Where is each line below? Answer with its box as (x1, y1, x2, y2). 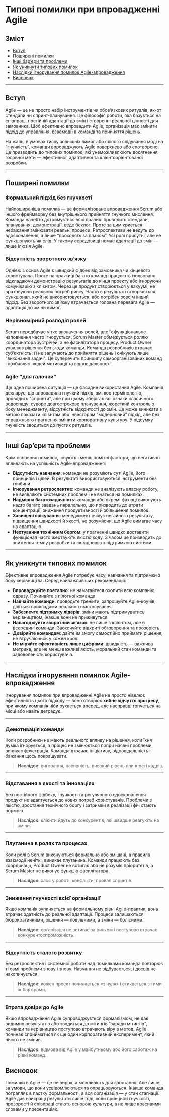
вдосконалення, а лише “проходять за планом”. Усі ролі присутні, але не (5, 232, 162, 238)
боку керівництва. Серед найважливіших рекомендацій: (5, 578, 127, 584)
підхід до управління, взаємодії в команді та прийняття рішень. (5, 128, 142, 135)
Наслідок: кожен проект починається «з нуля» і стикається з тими (17, 981, 162, 987)
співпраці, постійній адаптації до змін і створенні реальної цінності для (5, 117, 158, 124)
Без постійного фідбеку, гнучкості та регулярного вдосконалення (5, 792, 146, 798)
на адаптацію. (12, 523, 43, 530)
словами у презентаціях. (5, 1106, 59, 1112)
